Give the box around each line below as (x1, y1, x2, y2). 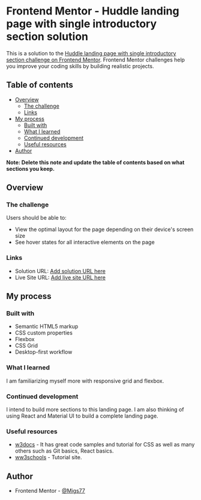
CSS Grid (14, 342, 38, 350)
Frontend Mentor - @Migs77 (14, 487, 85, 495)
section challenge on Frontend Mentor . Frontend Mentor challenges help (6, 56, 185, 63)
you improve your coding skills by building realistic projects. (6, 62, 154, 70)
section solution (6, 30, 89, 43)
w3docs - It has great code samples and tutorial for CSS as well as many (14, 441, 195, 448)
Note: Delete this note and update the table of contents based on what (6, 158, 185, 166)
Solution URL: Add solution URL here (14, 267, 106, 274)
